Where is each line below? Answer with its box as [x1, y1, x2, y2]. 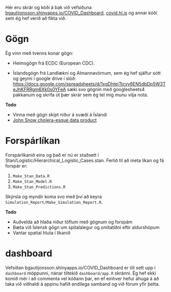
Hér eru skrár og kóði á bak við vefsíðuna [5, 5, 92, 10]
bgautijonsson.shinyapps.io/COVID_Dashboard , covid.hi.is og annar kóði [5, 10, 157, 16]
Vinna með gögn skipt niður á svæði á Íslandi [12, 111, 107, 117]
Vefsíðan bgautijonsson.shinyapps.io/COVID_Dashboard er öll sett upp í [5, 264, 156, 270]
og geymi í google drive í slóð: [12, 75, 77, 81]
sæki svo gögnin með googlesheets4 [67, 86, 145, 92]
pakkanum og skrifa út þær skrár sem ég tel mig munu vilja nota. [12, 92, 149, 98]
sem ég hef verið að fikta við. [5, 15, 66, 21]
